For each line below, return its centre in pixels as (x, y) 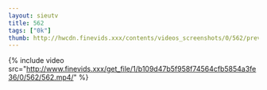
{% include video (37, 61)
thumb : (19, 38)
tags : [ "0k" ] (30, 30)
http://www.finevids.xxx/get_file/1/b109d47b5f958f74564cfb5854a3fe (141, 69)
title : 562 (26, 23)
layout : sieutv (33, 16)
